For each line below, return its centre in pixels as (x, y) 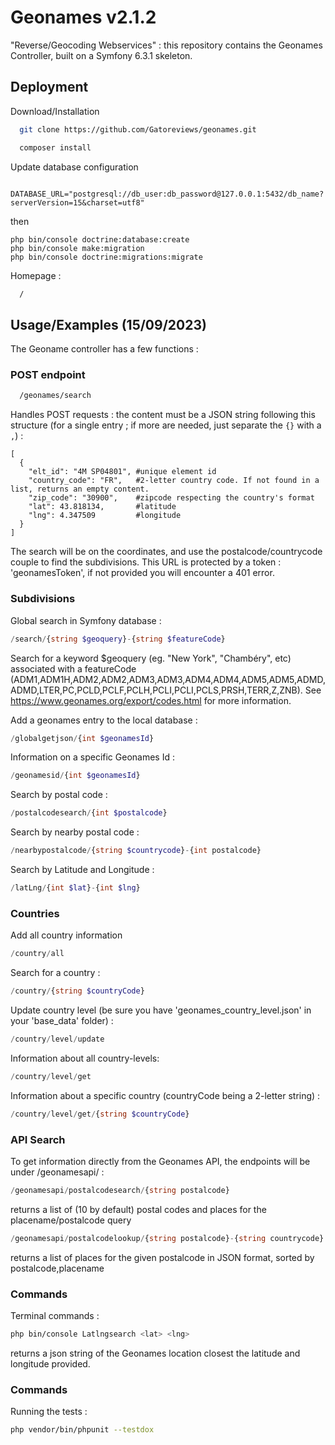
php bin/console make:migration (77, 248)
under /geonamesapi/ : (57, 1172)
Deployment (49, 87)
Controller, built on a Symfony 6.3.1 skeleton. (101, 55)
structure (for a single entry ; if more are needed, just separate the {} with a (166, 425)
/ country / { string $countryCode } (77, 991)
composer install (55, 147)
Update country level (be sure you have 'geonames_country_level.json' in (161, 1010)
